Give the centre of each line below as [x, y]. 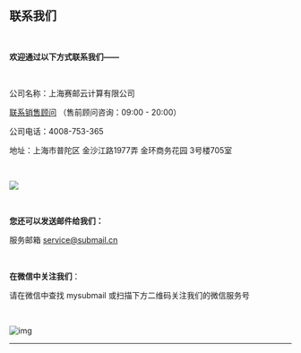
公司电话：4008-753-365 [57, 131]
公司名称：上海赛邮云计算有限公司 [72, 93]
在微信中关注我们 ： [45, 276]
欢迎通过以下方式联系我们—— [64, 56]
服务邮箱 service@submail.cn [64, 239]
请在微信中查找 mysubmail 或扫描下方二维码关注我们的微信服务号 [129, 295]
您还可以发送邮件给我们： [56, 220]
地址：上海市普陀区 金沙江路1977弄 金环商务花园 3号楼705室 [121, 150]
